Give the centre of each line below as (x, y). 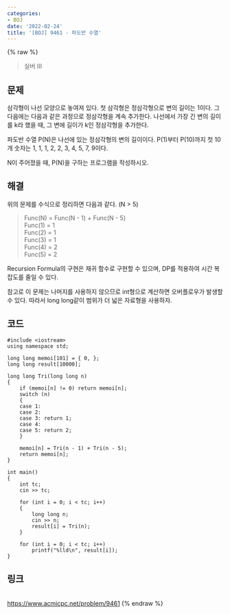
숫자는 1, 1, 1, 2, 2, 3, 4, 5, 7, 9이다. (61, 148)
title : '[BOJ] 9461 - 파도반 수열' (54, 33)
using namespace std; (38, 346)
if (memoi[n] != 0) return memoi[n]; (73, 388)
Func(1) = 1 (39, 225)
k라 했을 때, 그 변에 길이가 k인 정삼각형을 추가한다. (81, 125)
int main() (23, 472)
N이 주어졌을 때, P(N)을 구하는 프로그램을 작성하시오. (78, 163)
